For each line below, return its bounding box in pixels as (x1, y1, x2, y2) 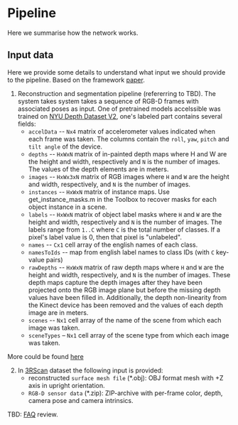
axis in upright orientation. (28, 381, 105, 389)
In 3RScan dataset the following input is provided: (17, 366, 163, 375)
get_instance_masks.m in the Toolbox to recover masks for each (28, 195, 217, 203)
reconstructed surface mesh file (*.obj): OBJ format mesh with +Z (28, 373, 224, 382)
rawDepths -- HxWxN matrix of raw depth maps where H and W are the (28, 263, 225, 271)
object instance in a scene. (28, 203, 107, 211)
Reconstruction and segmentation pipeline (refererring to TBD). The (17, 89, 217, 97)
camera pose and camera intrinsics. (28, 396, 134, 404)
